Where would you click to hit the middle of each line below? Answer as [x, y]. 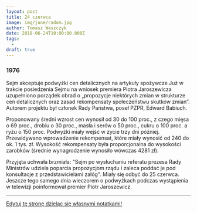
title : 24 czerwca [28, 17]
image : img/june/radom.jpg [39, 22]
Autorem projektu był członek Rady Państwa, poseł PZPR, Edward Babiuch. [97, 108]
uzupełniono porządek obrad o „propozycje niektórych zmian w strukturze [96, 96]
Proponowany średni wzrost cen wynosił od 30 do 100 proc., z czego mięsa [98, 119]
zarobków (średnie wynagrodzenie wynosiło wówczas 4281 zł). [82, 151]
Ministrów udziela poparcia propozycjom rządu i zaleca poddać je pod [91, 168]
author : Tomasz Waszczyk [36, 28]
